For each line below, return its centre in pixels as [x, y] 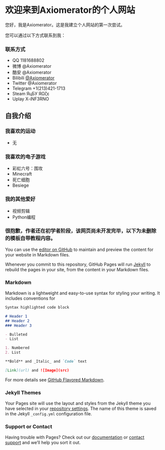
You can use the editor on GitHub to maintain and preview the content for [79, 249]
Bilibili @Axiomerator [33, 78]
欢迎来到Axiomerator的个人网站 [70, 10]
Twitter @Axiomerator [34, 83]
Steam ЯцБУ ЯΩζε [31, 94]
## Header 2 [17, 321]
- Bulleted [16, 334]
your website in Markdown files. [37, 254]
